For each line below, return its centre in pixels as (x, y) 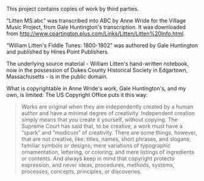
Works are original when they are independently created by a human (107, 107)
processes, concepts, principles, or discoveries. (81, 171)
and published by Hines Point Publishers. (58, 52)
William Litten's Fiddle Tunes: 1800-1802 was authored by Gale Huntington (104, 45)
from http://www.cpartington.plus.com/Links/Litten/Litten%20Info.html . (96, 34)
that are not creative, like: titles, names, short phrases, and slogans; (106, 139)
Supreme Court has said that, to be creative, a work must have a (102, 126)
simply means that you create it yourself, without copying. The (99, 119)
